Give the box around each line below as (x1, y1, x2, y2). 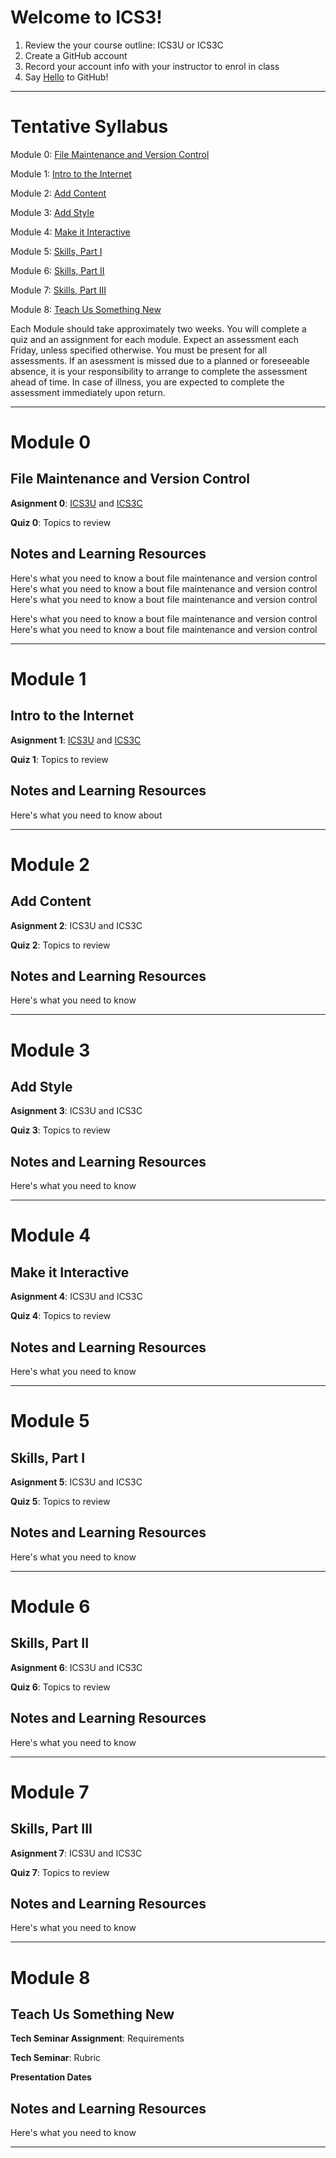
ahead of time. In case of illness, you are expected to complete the (10, 376, 285, 388)
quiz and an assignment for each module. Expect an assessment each (10, 333, 300, 345)
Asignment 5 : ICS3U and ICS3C (10, 1476, 143, 1488)
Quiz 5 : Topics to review (10, 1495, 111, 1507)
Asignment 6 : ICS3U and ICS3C (10, 1661, 143, 1673)
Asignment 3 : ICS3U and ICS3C (10, 1105, 143, 1117)
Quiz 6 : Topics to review (10, 1681, 111, 1693)
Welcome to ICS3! (10, 6, 163, 29)
